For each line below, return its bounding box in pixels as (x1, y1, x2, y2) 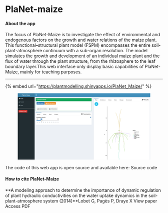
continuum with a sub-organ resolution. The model (43, 48, 147, 54)
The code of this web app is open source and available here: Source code (5, 164, 157, 170)
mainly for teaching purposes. (19, 69, 82, 75)
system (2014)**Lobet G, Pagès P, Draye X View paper (43, 197, 157, 204)
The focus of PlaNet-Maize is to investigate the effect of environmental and (5, 32, 160, 38)
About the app (5, 20, 36, 26)
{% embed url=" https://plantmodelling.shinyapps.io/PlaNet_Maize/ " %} (5, 83, 152, 89)
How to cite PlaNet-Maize (5, 176, 59, 182)
